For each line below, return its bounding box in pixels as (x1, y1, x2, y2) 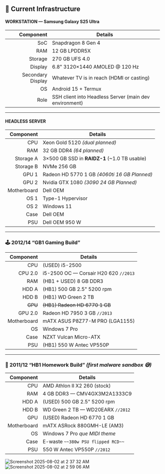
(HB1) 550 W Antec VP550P (42, 342, 110, 348)
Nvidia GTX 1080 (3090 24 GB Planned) (42, 179, 137, 185)
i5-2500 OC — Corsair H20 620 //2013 (42, 270, 135, 277)
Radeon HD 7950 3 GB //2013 (42, 310, 112, 316)
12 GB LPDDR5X (52, 47, 91, 54)
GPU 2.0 (18, 310, 38, 316)
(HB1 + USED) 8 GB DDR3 (42, 278, 104, 285)
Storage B (15, 163, 38, 170)
